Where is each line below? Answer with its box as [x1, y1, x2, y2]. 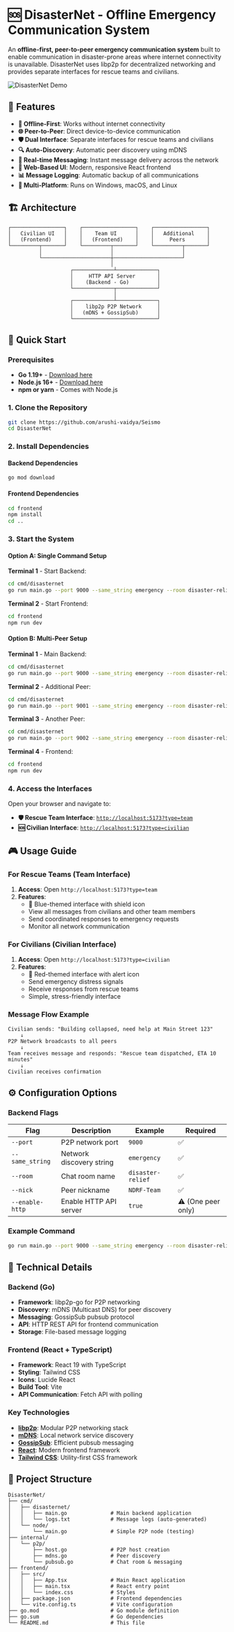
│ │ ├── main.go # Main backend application [8, 1510, 192, 1517]
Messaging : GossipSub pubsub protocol [17, 1313, 135, 1322]
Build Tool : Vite [17, 1383, 62, 1391]
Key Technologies [8, 1408, 70, 1418]
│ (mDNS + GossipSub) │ [69, 309, 160, 316]
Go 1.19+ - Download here [17, 371, 93, 379]
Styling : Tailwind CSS [17, 1368, 81, 1377]
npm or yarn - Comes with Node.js [17, 386, 118, 394]
